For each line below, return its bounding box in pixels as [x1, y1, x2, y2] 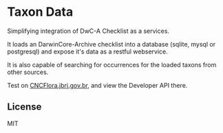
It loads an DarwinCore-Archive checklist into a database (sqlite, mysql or [7, 40, 215, 48]
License [7, 101, 42, 113]
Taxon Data [7, 4, 74, 20]
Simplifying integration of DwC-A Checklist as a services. [7, 27, 170, 35]
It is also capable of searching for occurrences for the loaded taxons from [7, 60, 217, 69]
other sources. [7, 68, 49, 76]
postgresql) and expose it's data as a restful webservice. [7, 47, 168, 56]
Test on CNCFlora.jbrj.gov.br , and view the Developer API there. [7, 81, 188, 89]
